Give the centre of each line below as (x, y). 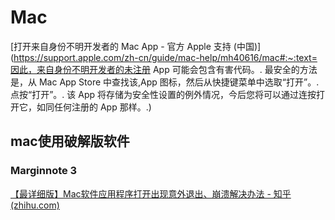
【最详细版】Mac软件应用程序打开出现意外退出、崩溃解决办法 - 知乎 (151, 193)
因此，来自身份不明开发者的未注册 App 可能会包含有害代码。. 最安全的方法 (164, 69)
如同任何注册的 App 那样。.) (94, 107)
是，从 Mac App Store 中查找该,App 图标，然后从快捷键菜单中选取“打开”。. (165, 82)
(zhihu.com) (35, 205)
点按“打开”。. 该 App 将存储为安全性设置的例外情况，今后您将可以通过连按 (163, 94)
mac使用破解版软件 (70, 141)
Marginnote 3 (44, 171)
